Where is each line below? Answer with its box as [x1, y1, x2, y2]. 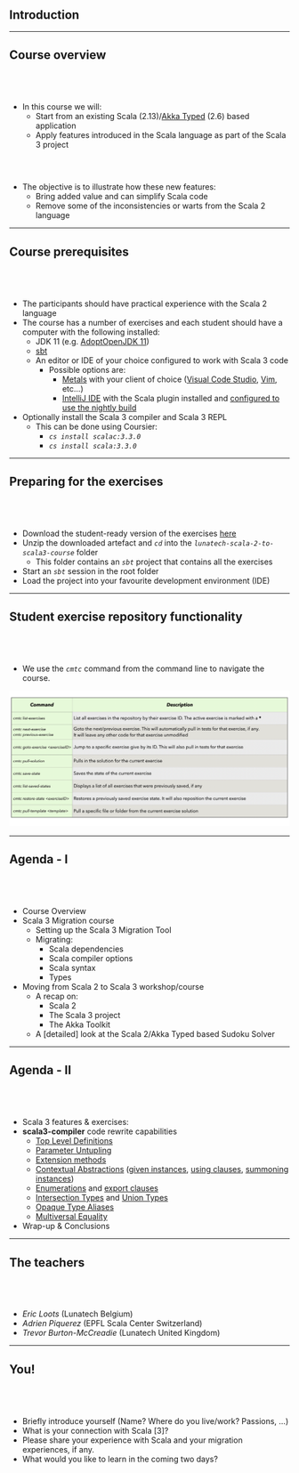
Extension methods [35, 1154, 107, 1165]
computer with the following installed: [21, 327, 160, 337]
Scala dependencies [48, 943, 125, 954]
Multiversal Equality [35, 1211, 109, 1222]
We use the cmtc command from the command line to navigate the [21, 663, 265, 674]
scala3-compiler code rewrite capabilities [21, 1126, 178, 1137]
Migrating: [35, 934, 74, 944]
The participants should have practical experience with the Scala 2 [21, 298, 267, 309]
